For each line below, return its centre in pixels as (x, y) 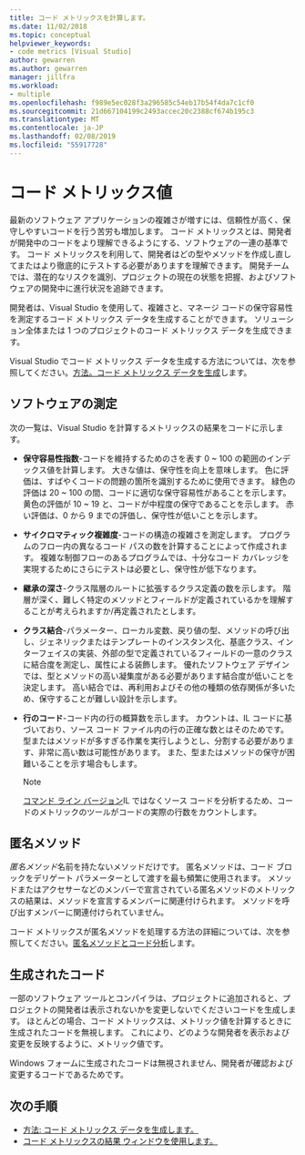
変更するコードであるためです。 (69, 1075)
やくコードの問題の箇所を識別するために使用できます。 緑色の (179, 481)
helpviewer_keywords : (51, 43)
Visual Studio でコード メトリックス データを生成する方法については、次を (149, 361)
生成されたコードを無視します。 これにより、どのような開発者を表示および (149, 1032)
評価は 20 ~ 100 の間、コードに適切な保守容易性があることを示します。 (157, 492)
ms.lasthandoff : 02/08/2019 (63, 137)
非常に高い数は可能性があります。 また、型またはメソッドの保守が (163, 751)
